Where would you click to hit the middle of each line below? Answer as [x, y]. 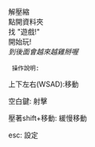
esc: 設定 [23, 135]
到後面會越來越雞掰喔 [43, 52]
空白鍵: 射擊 [28, 101]
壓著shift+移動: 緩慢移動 [48, 118]
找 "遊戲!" [24, 32]
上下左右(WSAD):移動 [44, 84]
